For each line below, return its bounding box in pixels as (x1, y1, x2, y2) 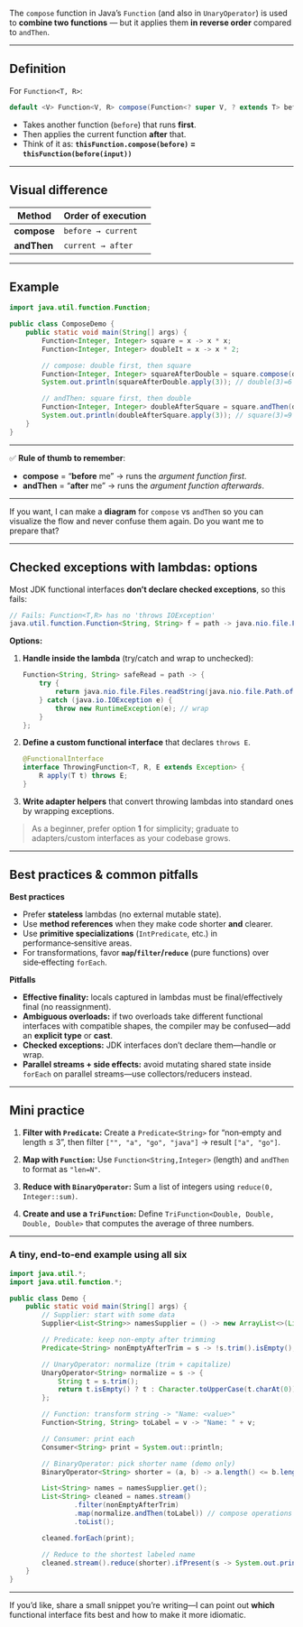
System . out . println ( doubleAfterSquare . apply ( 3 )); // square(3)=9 (41, 411, 293, 421)
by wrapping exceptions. (22, 805, 115, 816)
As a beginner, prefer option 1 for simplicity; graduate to (31, 823, 239, 834)
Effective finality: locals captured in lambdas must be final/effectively (22, 992, 283, 1003)
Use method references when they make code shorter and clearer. (22, 918, 273, 929)
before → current (63, 226, 138, 236)
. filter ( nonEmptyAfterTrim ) (73, 1501, 179, 1510)
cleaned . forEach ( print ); (41, 1533, 135, 1542)
